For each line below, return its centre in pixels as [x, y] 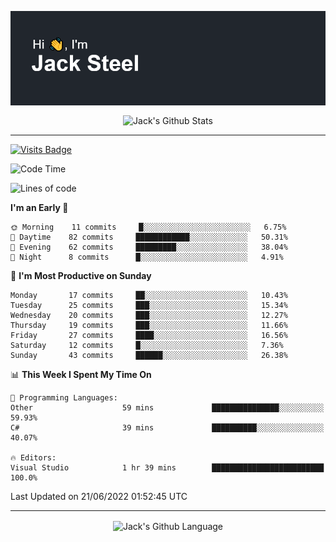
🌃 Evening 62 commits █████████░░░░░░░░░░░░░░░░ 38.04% [149, 247]
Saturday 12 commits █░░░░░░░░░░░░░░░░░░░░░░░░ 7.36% [147, 345]
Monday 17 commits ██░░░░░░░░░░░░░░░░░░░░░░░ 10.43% [149, 295]
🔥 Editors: [33, 457]
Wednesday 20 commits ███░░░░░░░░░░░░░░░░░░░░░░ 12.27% [149, 315]
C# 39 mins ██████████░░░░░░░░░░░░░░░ [167, 427]
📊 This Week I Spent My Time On [81, 374]
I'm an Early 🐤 [39, 207]
